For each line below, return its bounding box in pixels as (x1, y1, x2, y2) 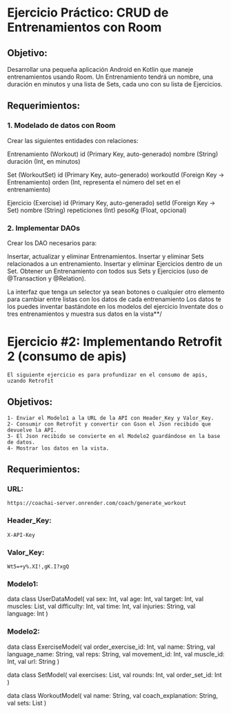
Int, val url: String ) (7, 657, 60, 665)
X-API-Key (7, 531, 36, 538)
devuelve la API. (7, 426, 57, 433)
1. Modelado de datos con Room (7, 121, 116, 131)
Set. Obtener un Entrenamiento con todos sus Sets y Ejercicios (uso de (7, 267, 208, 275)
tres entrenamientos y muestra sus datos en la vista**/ (7, 310, 162, 318)
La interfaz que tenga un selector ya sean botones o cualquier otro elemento (7, 287, 225, 296)
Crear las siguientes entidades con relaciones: (7, 136, 139, 144)
